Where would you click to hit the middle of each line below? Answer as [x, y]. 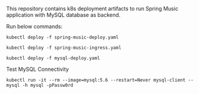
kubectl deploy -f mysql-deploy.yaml [53, 58]
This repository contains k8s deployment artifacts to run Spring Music [92, 9]
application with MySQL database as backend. [63, 15]
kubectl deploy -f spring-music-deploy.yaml [62, 37]
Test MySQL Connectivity [38, 69]
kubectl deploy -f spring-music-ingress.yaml [64, 48]
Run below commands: [34, 26]
